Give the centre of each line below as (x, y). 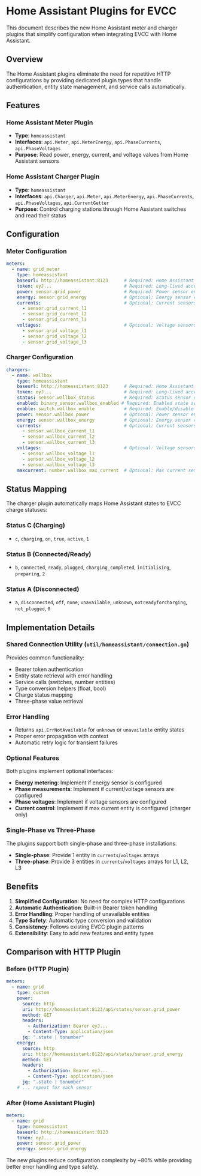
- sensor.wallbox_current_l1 (58, 431)
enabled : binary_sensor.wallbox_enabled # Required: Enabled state (103, 404)
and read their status (40, 215)
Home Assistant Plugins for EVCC (92, 11)
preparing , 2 (30, 573)
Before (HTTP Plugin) (38, 969)
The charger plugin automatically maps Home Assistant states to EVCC (94, 503)
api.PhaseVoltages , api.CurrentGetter (62, 202)
